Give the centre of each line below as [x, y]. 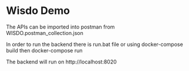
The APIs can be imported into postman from [60, 27]
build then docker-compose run [44, 50]
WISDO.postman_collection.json [45, 33]
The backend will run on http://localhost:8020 [62, 62]
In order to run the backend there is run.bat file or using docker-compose [95, 44]
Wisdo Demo [38, 11]
